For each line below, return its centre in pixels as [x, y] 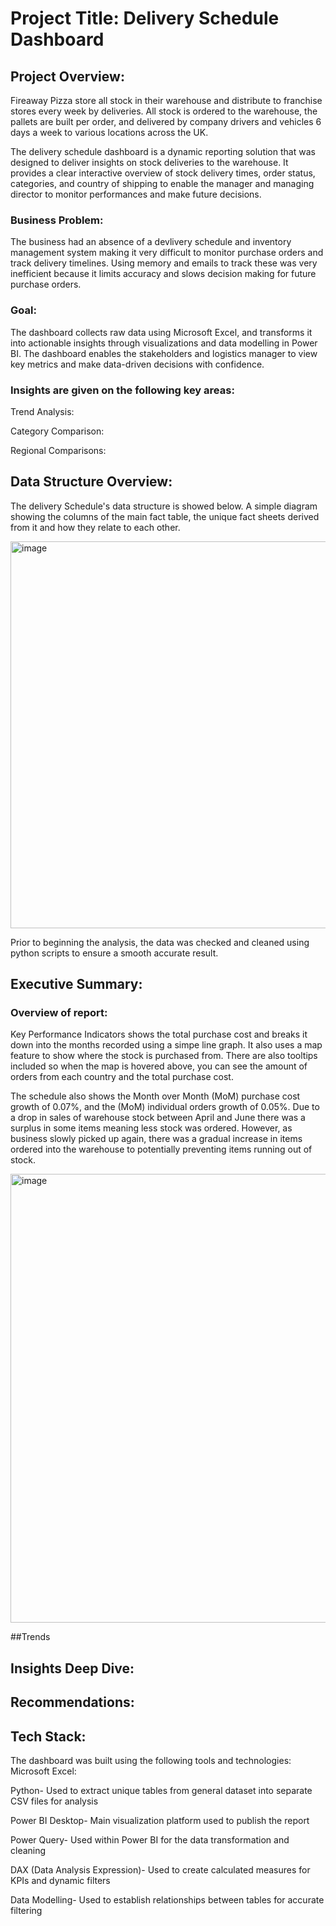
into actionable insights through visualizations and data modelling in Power [164, 343]
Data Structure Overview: [91, 482]
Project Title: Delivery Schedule [145, 18]
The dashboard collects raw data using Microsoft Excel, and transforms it [161, 332]
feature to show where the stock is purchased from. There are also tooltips [164, 1056]
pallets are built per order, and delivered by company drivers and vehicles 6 [166, 121]
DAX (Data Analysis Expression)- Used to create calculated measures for [160, 1869]
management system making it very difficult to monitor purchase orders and [167, 253]
